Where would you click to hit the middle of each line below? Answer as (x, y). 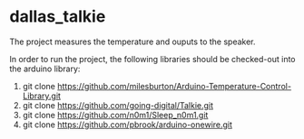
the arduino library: (45, 69)
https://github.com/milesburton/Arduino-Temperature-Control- (175, 86)
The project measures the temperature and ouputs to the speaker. (132, 42)
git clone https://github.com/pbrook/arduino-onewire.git (127, 125)
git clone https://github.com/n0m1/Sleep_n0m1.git (115, 115)
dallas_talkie (58, 17)
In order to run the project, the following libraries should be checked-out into (152, 59)
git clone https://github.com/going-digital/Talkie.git (118, 105)
